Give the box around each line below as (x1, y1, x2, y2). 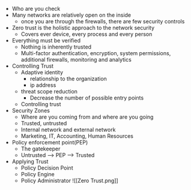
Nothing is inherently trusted (20, 43, 92, 50)
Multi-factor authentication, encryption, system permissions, (20, 50, 171, 56)
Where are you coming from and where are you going (20, 113, 154, 120)
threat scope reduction (20, 88, 78, 95)
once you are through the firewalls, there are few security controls (20, 18, 185, 25)
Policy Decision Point (20, 164, 73, 171)
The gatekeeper (20, 145, 61, 152)
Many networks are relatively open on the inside (11, 11, 132, 19)
